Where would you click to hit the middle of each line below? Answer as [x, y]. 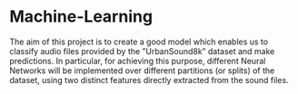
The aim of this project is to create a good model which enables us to [139, 42]
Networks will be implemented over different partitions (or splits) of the [142, 70]
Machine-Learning [81, 17]
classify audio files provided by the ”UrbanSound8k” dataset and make [142, 51]
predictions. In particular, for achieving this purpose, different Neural [138, 61]
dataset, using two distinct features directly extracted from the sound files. [149, 80]
